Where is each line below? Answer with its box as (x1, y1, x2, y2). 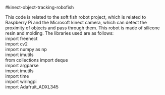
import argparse (5, 63, 39, 68)
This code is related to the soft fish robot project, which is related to (5, 14, 146, 20)
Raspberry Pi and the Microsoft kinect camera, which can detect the (5, 20, 147, 25)
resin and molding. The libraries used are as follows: (5, 30, 114, 36)
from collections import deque (5, 57, 68, 63)
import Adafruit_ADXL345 (5, 84, 59, 90)
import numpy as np (5, 46, 47, 52)
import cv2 (5, 41, 28, 47)
